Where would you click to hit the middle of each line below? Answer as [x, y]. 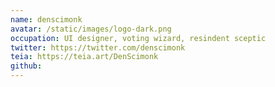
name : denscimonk [46, 19]
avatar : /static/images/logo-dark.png [91, 29]
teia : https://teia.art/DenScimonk [84, 57]
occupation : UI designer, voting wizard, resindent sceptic [138, 38]
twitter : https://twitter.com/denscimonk [98, 47]
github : [26, 66]
